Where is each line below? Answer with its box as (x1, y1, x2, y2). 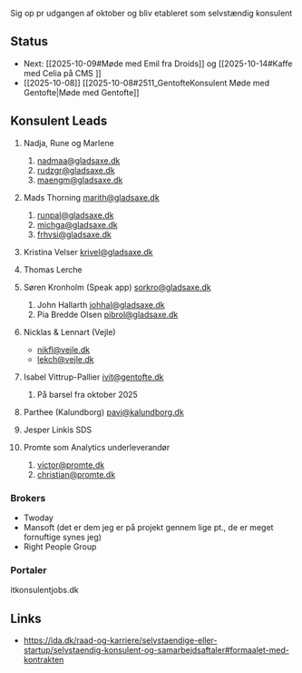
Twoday (23, 512, 54, 523)
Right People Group (23, 540, 97, 552)
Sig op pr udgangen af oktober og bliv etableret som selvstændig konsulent (10, 8, 293, 18)
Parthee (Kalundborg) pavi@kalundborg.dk (23, 406, 184, 417)
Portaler (10, 563, 47, 576)
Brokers (10, 491, 46, 504)
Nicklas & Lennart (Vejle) (23, 326, 116, 337)
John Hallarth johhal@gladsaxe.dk (36, 299, 166, 310)
